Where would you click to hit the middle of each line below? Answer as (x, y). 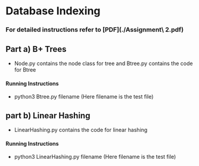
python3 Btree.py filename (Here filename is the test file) (84, 97)
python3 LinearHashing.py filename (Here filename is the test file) (95, 157)
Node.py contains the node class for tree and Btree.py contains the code (103, 63)
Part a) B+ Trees (36, 49)
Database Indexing (53, 11)
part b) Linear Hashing (48, 116)
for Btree (25, 69)
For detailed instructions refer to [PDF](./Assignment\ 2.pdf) (95, 30)
